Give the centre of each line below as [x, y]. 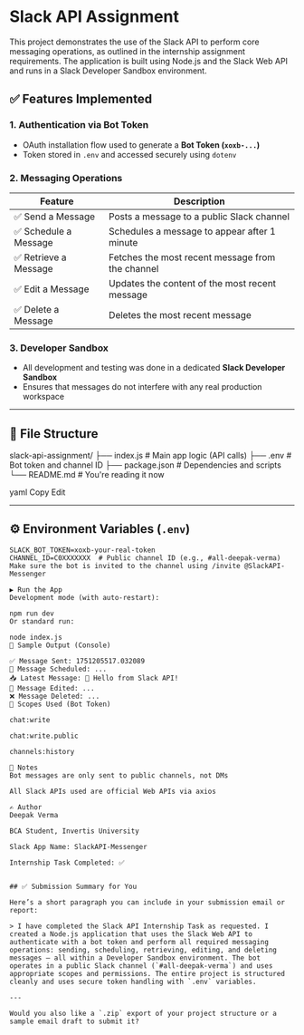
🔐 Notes [24, 768]
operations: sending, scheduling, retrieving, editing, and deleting [143, 950]
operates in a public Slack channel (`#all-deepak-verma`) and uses [141, 966]
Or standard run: [42, 621]
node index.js [36, 637]
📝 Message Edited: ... [52, 688]
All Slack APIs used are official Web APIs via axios [113, 791]
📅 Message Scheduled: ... [58, 669]
